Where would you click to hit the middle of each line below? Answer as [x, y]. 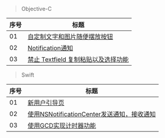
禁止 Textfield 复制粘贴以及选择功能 [78, 59]
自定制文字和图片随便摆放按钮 [71, 37]
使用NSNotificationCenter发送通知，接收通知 [92, 114]
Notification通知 [51, 48]
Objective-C [37, 9]
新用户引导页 [46, 103]
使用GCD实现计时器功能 [62, 126]
